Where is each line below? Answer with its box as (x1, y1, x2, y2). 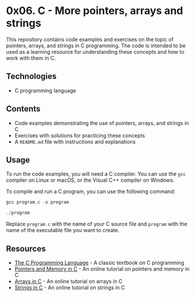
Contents (6, 104, 41, 114)
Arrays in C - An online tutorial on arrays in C (14, 278, 123, 285)
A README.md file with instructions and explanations (14, 138, 136, 145)
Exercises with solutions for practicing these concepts (14, 132, 145, 139)
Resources (6, 244, 46, 254)
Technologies (6, 71, 57, 81)
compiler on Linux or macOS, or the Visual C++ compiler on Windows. (6, 177, 175, 184)
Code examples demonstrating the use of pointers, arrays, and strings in (14, 119, 189, 126)
